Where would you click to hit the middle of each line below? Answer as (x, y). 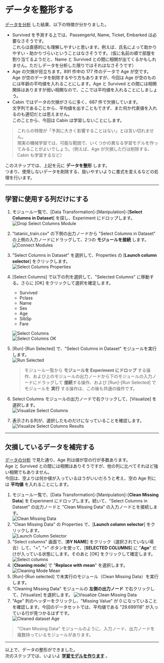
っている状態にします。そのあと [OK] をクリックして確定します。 (90, 554)
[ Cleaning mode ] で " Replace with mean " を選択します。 (70, 565)
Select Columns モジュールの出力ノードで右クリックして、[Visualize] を (84, 399)
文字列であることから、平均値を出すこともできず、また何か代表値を (80, 108)
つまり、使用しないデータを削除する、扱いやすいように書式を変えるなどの (80, 171)
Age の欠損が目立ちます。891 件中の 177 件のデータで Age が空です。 (82, 71)
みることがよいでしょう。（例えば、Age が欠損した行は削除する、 (87, 149)
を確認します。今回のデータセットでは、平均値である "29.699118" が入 (83, 607)
